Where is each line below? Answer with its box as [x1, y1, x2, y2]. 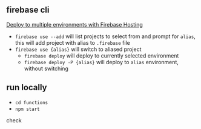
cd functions [15, 99, 48, 105]
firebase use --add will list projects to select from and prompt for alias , [15, 33, 196, 40]
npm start [15, 106, 41, 112]
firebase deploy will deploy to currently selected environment [24, 51, 179, 59]
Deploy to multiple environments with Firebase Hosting [6, 21, 143, 28]
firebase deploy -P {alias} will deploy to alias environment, [24, 58, 179, 65]
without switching [24, 65, 68, 72]
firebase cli [6, 5, 50, 15]
